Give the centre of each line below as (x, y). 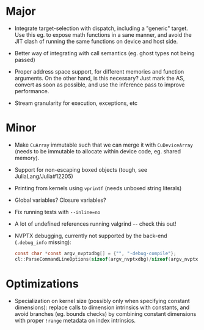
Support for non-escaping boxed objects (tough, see (81, 169)
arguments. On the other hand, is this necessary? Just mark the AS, (100, 78)
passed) (25, 59)
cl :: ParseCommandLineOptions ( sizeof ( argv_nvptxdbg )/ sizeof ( (93, 259)
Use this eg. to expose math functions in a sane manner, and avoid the (103, 34)
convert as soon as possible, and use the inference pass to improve (100, 85)
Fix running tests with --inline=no (57, 212)
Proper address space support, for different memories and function (99, 71)
